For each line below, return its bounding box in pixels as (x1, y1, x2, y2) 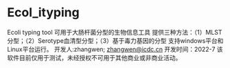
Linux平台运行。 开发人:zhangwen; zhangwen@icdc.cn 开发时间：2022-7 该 (7, 45, 223, 53)
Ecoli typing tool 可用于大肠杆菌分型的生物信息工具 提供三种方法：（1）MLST (7, 28, 222, 36)
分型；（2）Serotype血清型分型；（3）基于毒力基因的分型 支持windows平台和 (7, 36, 224, 45)
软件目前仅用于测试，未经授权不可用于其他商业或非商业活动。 (7, 53, 182, 62)
